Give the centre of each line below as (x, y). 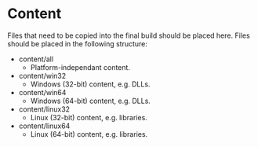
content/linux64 (44, 126)
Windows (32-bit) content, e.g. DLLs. (90, 84)
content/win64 (42, 92)
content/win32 (42, 75)
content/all (36, 59)
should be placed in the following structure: (78, 43)
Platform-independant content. (80, 67)
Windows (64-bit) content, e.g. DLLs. (90, 101)
